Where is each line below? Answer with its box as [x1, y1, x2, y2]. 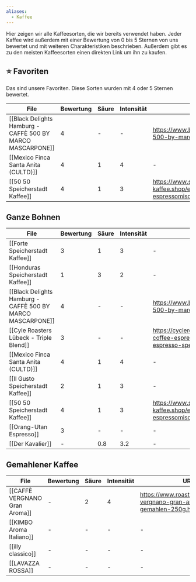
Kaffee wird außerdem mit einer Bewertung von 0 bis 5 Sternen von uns [6, 36, 178, 43]
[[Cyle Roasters [9, 326, 52, 335]
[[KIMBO [9, 518, 33, 526]
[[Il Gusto [9, 375, 35, 383]
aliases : [6, 8, 27, 15]
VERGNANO [9, 494, 43, 502]
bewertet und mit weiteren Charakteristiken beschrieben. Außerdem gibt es [6, 42, 187, 50]
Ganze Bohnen [6, 212, 61, 222]
